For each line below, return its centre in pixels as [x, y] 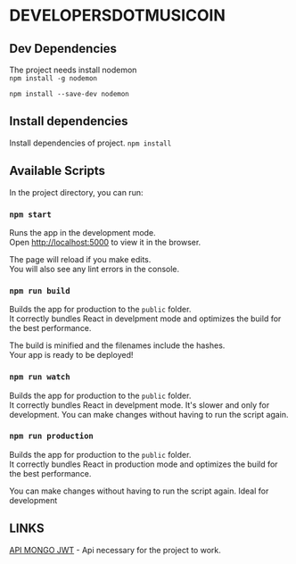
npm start [30, 214]
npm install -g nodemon [53, 79]
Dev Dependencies [63, 49]
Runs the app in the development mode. [82, 232]
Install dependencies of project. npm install [90, 143]
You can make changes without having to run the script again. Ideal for [139, 491]
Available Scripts [57, 171]
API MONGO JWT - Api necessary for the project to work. [115, 550]
